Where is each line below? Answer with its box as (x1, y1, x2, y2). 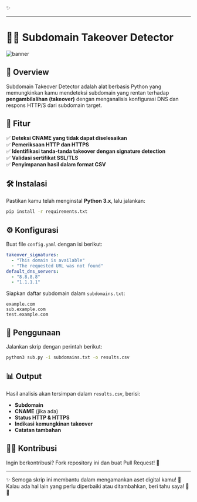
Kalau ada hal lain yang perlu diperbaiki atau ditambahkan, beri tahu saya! (6, 483, 185, 490)
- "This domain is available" (11, 257, 85, 263)
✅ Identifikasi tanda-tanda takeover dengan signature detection (6, 148, 166, 155)
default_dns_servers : (6, 268, 59, 275)
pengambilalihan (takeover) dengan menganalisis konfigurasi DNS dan (6, 95, 179, 102)
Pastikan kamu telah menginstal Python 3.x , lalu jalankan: (6, 198, 145, 205)
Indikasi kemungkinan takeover (14, 420, 93, 427)
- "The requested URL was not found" (11, 263, 104, 269)
